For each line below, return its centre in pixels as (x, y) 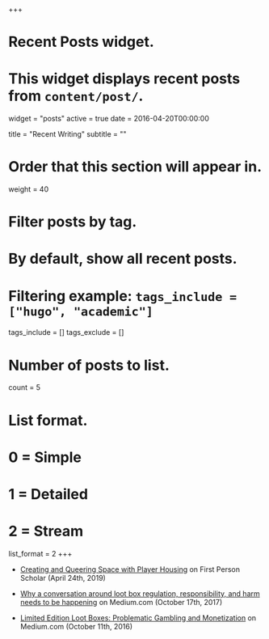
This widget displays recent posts (124, 79)
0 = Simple (45, 457)
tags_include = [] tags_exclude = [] (66, 332)
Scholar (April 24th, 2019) (63, 578)
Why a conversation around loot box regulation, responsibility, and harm (140, 593)
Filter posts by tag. (73, 222)
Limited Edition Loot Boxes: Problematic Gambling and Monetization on (138, 618)
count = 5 (24, 387)
